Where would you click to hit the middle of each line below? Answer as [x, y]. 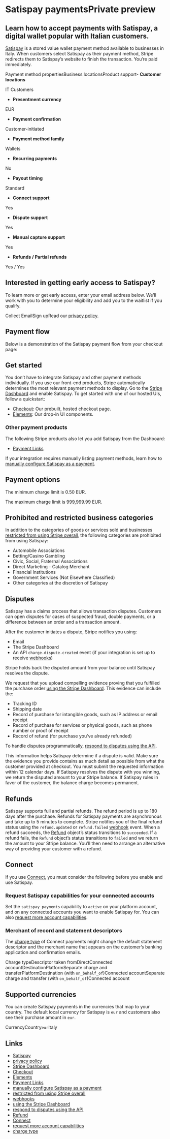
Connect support [31, 198]
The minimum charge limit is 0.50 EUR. [46, 492]
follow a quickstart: [25, 399]
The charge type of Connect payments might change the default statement [84, 942]
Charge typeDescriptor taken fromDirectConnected [59, 962]
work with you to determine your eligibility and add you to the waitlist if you [84, 300]
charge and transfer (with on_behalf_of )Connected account [67, 978]
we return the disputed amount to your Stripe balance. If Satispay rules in [82, 777]
